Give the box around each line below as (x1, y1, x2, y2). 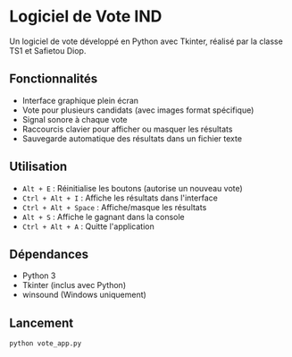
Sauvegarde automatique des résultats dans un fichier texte (21, 132, 243, 144)
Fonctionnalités (9, 72, 98, 87)
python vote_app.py (9, 339, 82, 348)
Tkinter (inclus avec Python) (21, 280, 127, 291)
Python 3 (21, 270, 56, 281)
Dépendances (9, 246, 89, 261)
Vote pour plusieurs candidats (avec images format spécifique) (21, 105, 254, 115)
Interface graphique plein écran (21, 95, 139, 106)
